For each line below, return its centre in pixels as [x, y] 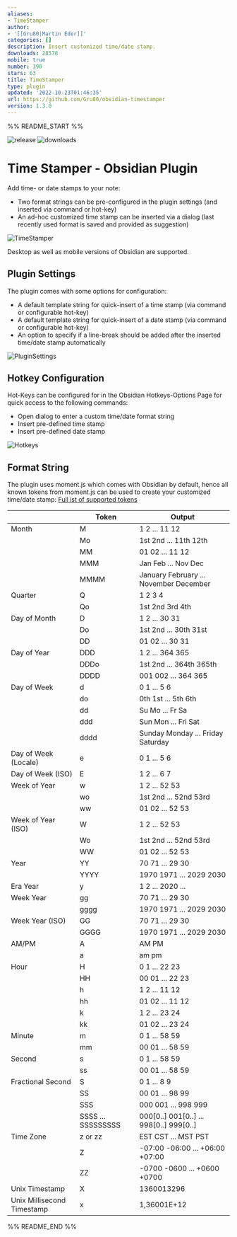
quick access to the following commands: [68, 403]
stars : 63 [22, 73]
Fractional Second [41, 1082]
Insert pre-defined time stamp [61, 424]
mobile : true [26, 60]
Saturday [154, 742]
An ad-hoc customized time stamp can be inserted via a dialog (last [116, 217]
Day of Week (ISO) [42, 774]
